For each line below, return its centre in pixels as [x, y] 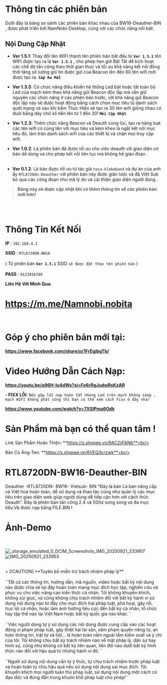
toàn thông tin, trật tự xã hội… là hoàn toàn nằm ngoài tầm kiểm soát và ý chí [83, 635]
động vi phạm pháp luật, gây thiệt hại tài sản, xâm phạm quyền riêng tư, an [82, 630]
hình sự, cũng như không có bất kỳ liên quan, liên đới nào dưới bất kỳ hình [81, 645]
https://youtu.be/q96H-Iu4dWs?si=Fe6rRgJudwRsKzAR [65, 385]
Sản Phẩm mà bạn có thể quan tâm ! [81, 428]
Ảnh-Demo [28, 527]
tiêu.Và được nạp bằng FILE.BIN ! [39, 508]
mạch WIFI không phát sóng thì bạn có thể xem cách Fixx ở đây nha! [78, 399]
